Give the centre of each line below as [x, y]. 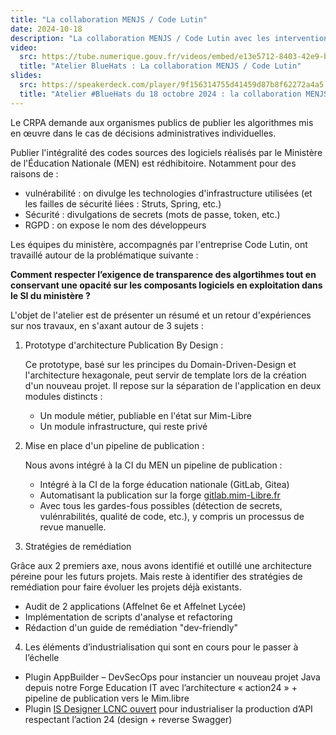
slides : [26, 76]
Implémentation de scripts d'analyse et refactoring [128, 617]
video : [24, 47]
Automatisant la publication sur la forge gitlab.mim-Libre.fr [160, 495]
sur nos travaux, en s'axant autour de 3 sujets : [107, 325]
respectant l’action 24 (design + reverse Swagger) [128, 719]
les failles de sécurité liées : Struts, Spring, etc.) [123, 203]
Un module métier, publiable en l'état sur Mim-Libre [145, 415]
